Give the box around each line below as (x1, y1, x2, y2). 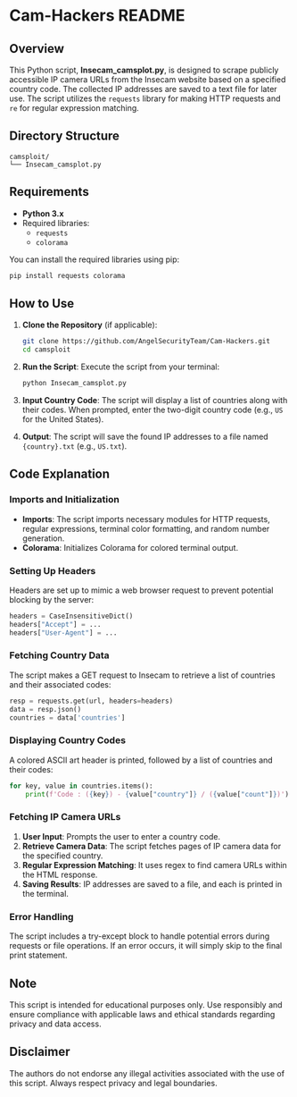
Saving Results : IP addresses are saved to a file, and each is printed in (21, 878, 283, 890)
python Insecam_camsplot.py (21, 379, 127, 388)
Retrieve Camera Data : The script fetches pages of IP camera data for (21, 840, 282, 851)
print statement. (9, 949, 68, 961)
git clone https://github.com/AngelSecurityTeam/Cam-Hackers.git (21, 337, 270, 346)
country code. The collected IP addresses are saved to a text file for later (9, 84, 278, 94)
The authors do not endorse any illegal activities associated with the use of (9, 1067, 285, 1078)
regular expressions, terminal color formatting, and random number (21, 523, 270, 534)
